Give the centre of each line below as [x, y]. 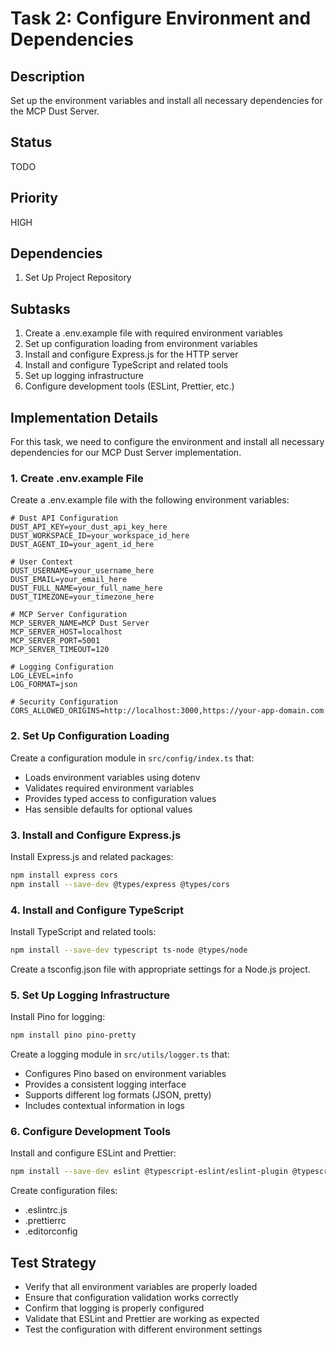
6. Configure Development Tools [91, 1131]
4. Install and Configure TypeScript [97, 910]
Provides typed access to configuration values [120, 798]
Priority [34, 198]
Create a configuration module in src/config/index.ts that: [132, 758]
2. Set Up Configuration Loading [90, 736]
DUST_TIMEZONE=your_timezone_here [82, 597]
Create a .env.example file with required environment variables [153, 333]
